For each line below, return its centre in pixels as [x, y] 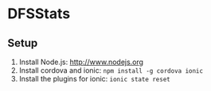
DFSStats [39, 14]
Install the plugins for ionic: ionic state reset [94, 79]
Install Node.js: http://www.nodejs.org [81, 62]
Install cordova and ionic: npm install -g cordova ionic [111, 70]
